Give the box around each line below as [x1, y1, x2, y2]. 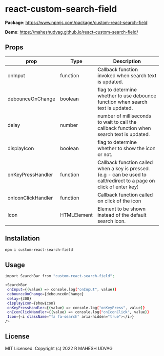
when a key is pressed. [97, 165, 150, 172]
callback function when [97, 125, 151, 132]
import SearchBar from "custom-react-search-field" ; [5, 274, 115, 279]
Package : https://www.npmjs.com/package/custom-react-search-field [5, 20, 148, 25]
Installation [5, 234, 40, 243]
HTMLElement [60, 211, 93, 218]
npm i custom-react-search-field [5, 247, 73, 252]
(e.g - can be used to [97, 171, 146, 178]
